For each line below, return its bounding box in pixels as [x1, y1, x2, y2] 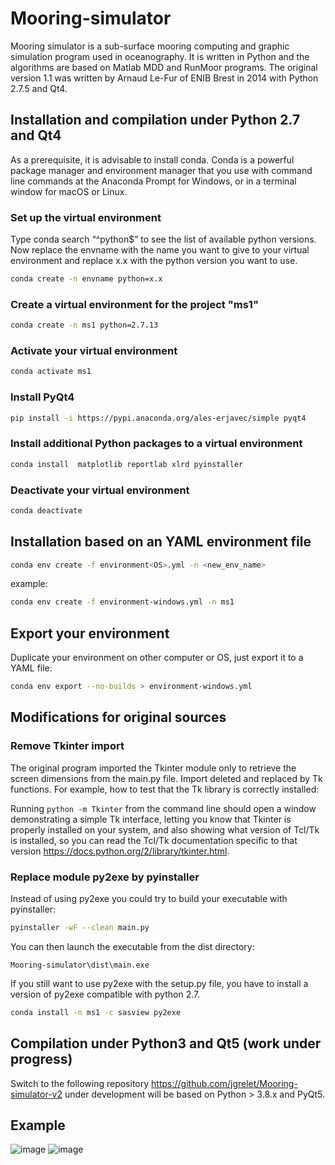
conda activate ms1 [10, 367, 92, 377]
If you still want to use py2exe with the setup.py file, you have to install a [10, 977, 309, 989]
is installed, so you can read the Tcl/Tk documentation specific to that [10, 834, 298, 846]
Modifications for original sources [10, 709, 227, 726]
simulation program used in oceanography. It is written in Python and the [10, 50, 310, 62]
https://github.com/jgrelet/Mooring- [151, 1077, 298, 1089]
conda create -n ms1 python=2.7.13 [10, 320, 159, 331]
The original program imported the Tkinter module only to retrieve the [10, 762, 297, 774]
